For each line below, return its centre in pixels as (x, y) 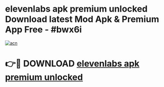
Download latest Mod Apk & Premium (82, 19)
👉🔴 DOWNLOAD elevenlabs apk (72, 64)
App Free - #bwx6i (44, 30)
